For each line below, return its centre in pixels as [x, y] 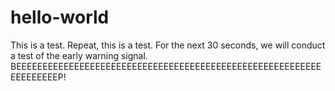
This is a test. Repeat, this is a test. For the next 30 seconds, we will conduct [168, 45]
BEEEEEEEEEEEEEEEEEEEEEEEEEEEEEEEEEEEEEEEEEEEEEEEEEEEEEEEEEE [166, 66]
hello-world [60, 17]
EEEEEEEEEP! [38, 77]
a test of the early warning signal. [79, 55]
